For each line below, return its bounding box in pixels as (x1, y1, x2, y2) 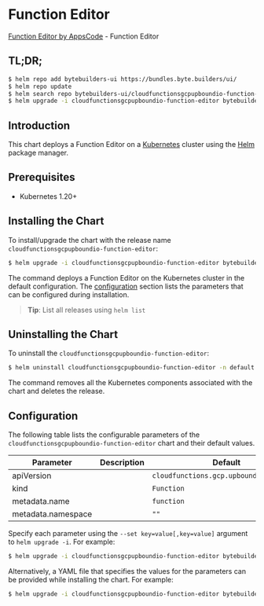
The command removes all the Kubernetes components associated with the (8, 378, 253, 387)
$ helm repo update (8, 83, 72, 90)
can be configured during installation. (8, 289, 130, 299)
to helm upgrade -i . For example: (8, 537, 115, 547)
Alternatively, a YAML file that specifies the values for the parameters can (8, 566, 246, 575)
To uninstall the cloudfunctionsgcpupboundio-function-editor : (8, 348, 210, 358)
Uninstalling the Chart (8, 328, 119, 341)
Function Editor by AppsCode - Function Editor (8, 31, 159, 41)
